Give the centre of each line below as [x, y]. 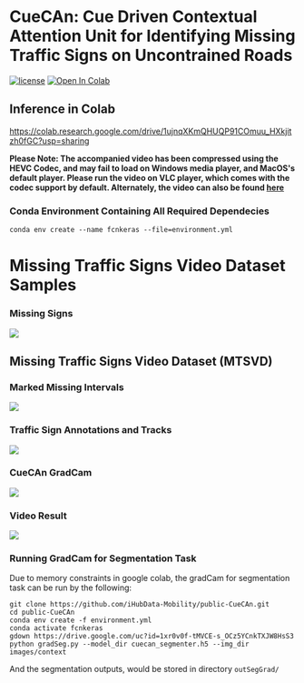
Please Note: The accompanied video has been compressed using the [144, 158]
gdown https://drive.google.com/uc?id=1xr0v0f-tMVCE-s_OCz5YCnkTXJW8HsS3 [152, 637]
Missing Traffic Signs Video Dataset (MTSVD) [141, 361]
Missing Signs [41, 314]
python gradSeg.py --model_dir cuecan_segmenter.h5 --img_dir [129, 644]
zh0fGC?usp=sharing [49, 141]
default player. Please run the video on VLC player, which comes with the [150, 177]
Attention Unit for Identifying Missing [152, 36]
